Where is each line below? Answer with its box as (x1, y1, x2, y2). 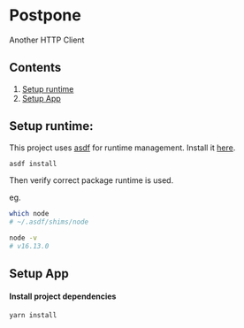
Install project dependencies (9, 291, 117, 301)
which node (9, 210, 50, 218)
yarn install (9, 310, 57, 319)
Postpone (9, 5, 81, 26)
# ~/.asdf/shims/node (9, 217, 89, 226)
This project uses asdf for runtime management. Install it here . (9, 142, 236, 153)
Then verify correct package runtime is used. (9, 175, 174, 186)
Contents (9, 60, 62, 75)
